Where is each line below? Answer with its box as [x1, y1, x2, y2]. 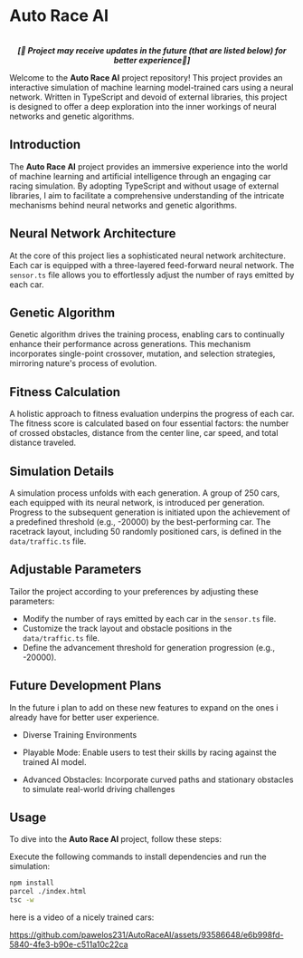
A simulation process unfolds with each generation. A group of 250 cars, [9, 488, 280, 498]
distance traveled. [9, 437, 77, 449]
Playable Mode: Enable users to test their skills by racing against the [22, 747, 278, 758]
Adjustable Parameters [9, 562, 142, 577]
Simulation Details [9, 463, 115, 479]
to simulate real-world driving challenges [22, 783, 175, 794]
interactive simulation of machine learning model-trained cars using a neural [9, 82, 294, 92]
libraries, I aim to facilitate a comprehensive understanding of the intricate [9, 189, 285, 200]
